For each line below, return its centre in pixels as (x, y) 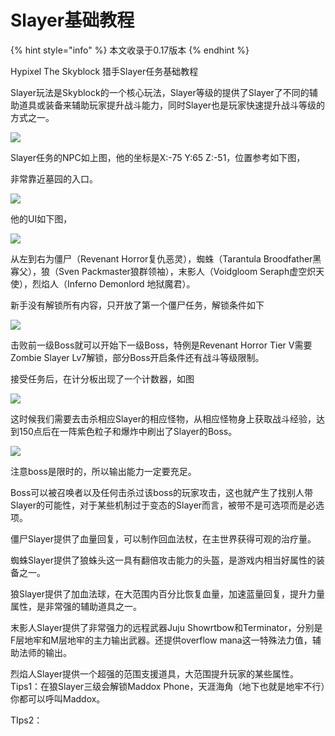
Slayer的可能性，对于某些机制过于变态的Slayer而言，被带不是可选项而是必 (163, 505)
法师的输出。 (45, 652)
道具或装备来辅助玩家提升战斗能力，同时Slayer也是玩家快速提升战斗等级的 (172, 105)
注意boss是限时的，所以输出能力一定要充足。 (103, 471)
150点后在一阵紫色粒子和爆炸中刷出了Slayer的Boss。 (128, 431)
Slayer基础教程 (72, 20)
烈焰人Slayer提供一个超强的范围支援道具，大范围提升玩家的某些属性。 (155, 673)
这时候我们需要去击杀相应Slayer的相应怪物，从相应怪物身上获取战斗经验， (163, 418)
